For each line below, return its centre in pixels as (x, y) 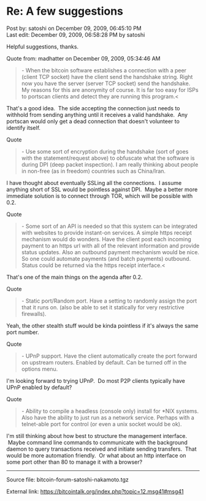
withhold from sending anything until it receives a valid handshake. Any (97, 115)
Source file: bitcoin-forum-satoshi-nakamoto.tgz (67, 480)
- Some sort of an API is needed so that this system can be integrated (109, 226)
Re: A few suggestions (65, 11)
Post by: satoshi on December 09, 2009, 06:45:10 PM (74, 28)
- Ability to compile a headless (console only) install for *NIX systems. (110, 411)
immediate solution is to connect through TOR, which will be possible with (100, 196)
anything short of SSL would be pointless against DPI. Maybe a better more (102, 189)
